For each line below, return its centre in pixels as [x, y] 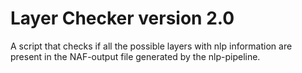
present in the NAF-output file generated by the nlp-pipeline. [135, 56]
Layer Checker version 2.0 [122, 18]
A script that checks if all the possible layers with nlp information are [151, 46]
